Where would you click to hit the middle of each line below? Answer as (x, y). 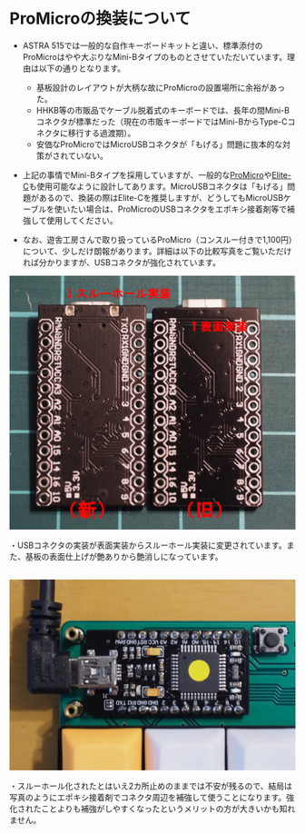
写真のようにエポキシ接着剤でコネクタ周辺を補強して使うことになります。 (148, 797)
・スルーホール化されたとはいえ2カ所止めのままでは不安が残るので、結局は (151, 786)
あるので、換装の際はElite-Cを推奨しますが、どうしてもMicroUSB (161, 197)
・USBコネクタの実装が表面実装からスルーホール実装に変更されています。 (148, 545)
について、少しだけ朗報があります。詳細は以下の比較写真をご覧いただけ (157, 251)
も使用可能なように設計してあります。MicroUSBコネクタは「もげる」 (158, 186)
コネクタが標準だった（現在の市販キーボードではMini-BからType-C (162, 121)
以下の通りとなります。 (82, 68)
